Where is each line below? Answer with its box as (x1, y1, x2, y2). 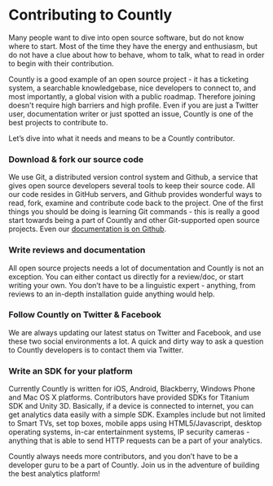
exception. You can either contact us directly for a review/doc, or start (8, 271, 244, 282)
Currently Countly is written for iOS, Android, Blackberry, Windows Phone (8, 384, 256, 394)
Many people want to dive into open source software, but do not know (8, 33, 244, 42)
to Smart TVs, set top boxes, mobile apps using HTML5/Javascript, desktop (8, 418, 262, 428)
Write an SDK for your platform (8, 365, 133, 376)
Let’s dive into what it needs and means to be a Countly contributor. (8, 133, 236, 143)
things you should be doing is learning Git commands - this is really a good (8, 207, 260, 217)
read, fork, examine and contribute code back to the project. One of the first (8, 198, 263, 208)
